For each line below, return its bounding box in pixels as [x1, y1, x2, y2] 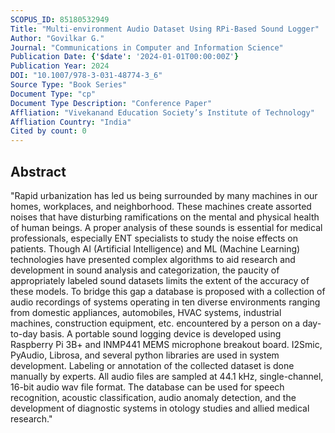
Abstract [10, 163, 67, 180]
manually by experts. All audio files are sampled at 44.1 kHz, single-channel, [10, 370, 324, 382]
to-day [10, 327, 38, 340]
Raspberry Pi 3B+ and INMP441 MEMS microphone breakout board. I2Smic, [10, 338, 323, 350]
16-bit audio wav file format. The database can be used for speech [10, 381, 285, 393]
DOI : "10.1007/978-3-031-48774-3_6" [10, 71, 163, 81]
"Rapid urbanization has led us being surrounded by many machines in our [10, 189, 318, 201]
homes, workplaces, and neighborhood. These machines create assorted [10, 200, 312, 212]
